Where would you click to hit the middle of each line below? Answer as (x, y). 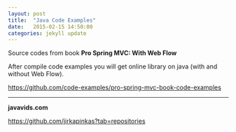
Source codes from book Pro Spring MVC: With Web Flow (92, 53)
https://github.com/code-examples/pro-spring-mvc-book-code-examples (114, 87)
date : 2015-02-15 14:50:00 (50, 27)
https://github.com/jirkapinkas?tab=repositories (77, 121)
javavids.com (28, 108)
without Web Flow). (36, 74)
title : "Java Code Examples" (52, 20)
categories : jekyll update (47, 33)
